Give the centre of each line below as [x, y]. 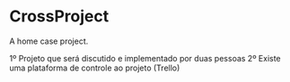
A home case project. [49, 41]
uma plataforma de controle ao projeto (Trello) [95, 68]
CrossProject [59, 16]
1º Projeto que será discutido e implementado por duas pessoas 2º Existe [145, 58]
